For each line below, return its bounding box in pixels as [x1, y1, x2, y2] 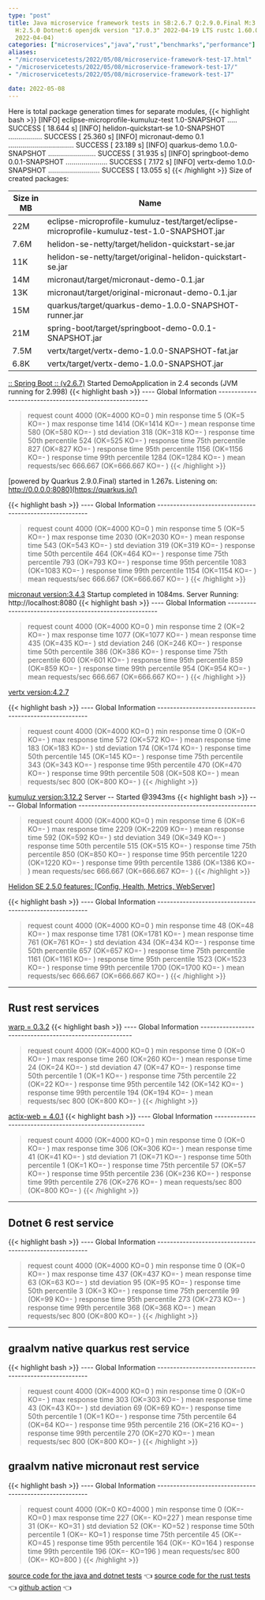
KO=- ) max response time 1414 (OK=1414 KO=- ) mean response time [27, 418, 256, 428]
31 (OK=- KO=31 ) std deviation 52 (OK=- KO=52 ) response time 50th [27, 1521, 255, 1530]
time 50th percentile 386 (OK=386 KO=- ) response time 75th [27, 646, 228, 656]
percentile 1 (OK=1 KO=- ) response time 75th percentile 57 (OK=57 [27, 1160, 246, 1171]
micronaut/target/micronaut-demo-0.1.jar [47, 274, 205, 285]
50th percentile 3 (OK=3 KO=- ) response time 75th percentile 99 [27, 1286, 240, 1296]
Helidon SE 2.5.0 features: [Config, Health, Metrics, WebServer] [8, 881, 215, 891]
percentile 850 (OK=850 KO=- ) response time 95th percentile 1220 [27, 849, 247, 859]
